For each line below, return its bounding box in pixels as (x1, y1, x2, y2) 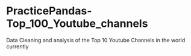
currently (6, 43, 29, 50)
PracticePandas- (6, 4, 92, 18)
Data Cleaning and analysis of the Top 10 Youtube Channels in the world (6, 36, 186, 43)
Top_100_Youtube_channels (6, 17, 148, 30)
